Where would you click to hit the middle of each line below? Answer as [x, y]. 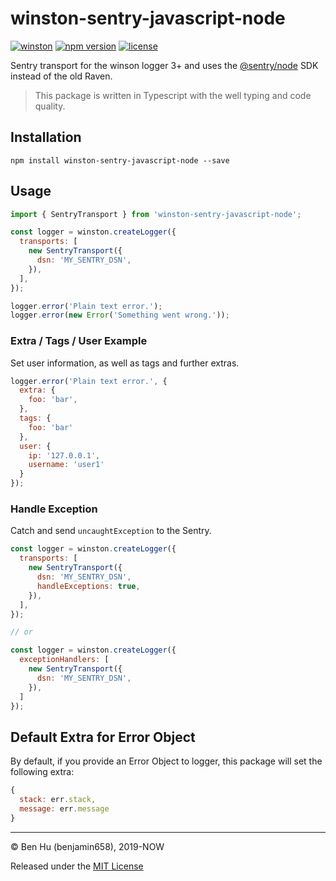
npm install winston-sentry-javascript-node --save [120, 160]
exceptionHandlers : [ [64, 660]
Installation [46, 137]
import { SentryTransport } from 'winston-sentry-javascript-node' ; [156, 214]
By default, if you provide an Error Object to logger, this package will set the [166, 761]
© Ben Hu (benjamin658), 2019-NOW [87, 846]
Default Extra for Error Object [103, 737]
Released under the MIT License [77, 866]
